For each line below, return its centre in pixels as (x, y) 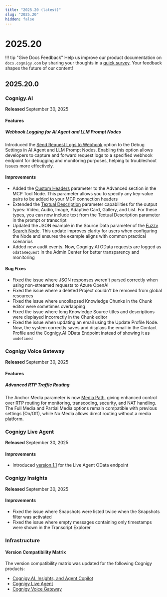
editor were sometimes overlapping (49, 306)
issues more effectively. (29, 166)
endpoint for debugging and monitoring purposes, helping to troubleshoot (81, 160)
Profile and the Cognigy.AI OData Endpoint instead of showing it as (81, 333)
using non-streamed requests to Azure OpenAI (60, 285)
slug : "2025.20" (22, 14)
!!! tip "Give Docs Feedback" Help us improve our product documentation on (83, 57)
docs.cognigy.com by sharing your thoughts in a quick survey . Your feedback (83, 63)
